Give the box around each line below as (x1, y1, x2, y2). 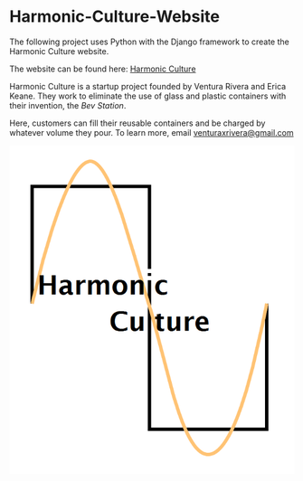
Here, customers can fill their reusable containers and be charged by (9, 118, 266, 128)
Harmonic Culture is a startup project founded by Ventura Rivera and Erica (9, 80, 287, 91)
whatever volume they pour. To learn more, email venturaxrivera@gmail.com (9, 127, 294, 137)
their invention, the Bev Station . (9, 99, 127, 110)
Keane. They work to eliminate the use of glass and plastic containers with (9, 90, 287, 101)
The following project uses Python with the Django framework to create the (9, 36, 289, 47)
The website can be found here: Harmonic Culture (9, 63, 196, 74)
